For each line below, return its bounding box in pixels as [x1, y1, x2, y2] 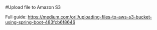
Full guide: [5, 14, 27, 19]
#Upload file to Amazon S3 [5, 4, 61, 10]
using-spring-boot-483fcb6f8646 [5, 19, 76, 25]
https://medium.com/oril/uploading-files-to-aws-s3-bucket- [27, 14, 152, 19]
